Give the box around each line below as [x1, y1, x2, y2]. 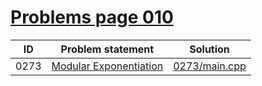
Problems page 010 [10, 6, 174, 29]
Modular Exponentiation [51, 59, 164, 73]
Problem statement [60, 42, 155, 56]
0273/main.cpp [173, 59, 247, 73]
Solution [189, 42, 230, 56]
